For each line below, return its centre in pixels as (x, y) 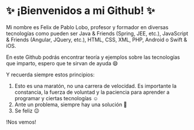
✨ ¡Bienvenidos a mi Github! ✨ (81, 11)
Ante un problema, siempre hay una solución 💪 (71, 104)
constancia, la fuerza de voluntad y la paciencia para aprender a (92, 92)
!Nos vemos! (21, 122)
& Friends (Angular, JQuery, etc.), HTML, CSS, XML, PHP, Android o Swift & (97, 40)
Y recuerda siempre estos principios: (50, 75)
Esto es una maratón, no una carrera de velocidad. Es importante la (96, 86)
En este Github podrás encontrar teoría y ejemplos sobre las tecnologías (93, 57)
